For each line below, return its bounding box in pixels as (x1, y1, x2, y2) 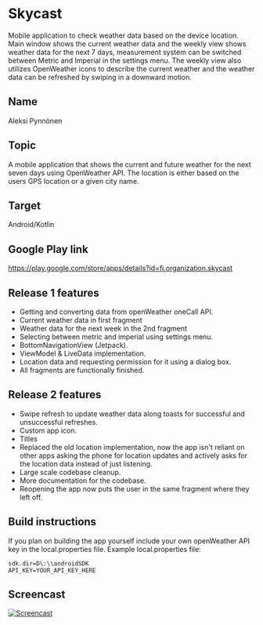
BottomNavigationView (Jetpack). (19, 341, 128, 349)
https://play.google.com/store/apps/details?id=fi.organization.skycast (8, 264, 233, 273)
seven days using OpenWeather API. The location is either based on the (8, 168, 240, 177)
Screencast (8, 588, 66, 601)
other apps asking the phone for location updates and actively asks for (19, 451, 248, 460)
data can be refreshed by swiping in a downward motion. (8, 72, 192, 82)
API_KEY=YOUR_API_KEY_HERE (8, 566, 96, 574)
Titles (19, 433, 38, 444)
